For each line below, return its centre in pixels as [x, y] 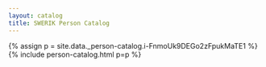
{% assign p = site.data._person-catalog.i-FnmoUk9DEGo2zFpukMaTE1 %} [133, 45]
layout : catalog [35, 16]
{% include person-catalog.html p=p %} [75, 54]
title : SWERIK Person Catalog [59, 23]
